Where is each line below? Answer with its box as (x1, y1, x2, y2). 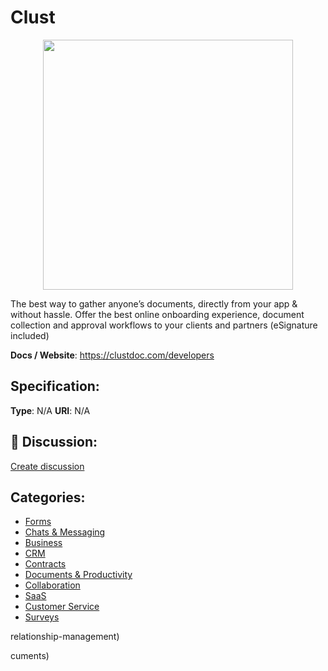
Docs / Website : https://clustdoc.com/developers (10, 349, 215, 361)
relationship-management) (10, 631, 120, 643)
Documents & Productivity (24, 569, 133, 581)
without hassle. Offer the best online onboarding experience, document (10, 308, 305, 320)
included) (10, 329, 50, 341)
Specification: (10, 378, 100, 395)
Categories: (10, 489, 86, 506)
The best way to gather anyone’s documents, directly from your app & (10, 297, 298, 310)
